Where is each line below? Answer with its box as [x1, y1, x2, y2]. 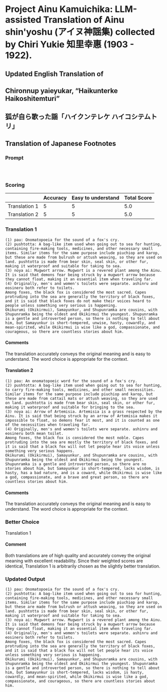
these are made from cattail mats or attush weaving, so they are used [5, 396, 157, 401]
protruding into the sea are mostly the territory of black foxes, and [5, 440, 157, 445]
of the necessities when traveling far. [5, 422, 91, 428]
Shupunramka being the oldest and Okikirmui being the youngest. [5, 457, 144, 463]
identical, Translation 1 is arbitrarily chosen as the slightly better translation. [5, 563, 160, 569]
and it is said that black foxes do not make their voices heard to [5, 298, 151, 303]
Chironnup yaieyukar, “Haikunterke [5, 86, 118, 95]
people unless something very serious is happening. [5, 303, 117, 308]
